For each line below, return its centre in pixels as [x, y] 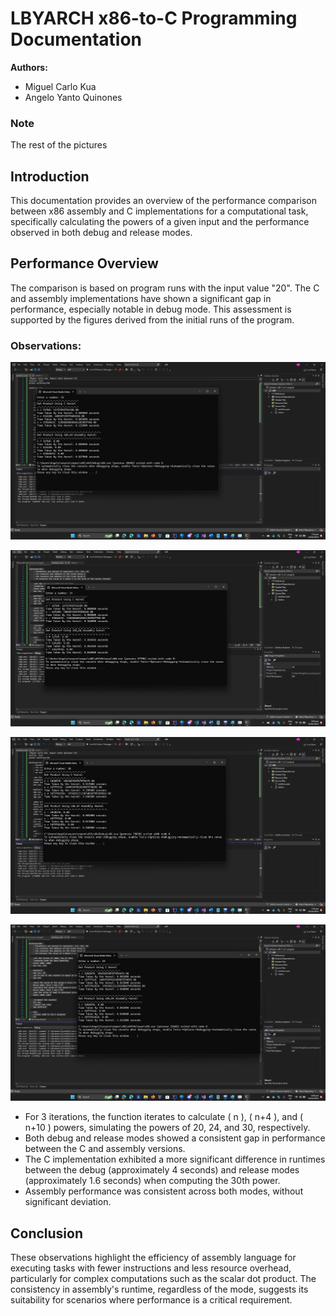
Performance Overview [84, 263]
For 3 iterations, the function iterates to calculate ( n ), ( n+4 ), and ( [164, 1117]
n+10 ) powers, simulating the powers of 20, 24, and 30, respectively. [167, 1128]
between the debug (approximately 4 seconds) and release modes [162, 1170]
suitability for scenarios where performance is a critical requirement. [151, 1300]
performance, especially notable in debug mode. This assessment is [151, 309]
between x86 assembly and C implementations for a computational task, [159, 211]
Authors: [29, 67]
